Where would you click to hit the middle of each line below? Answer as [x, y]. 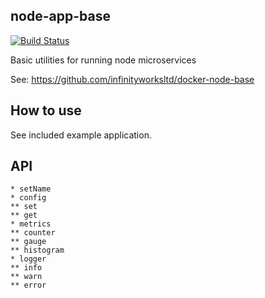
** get [24, 215]
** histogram [37, 250]
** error [28, 285]
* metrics [31, 224]
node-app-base [60, 16]
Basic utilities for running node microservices [103, 60]
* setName [31, 189]
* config [28, 198]
